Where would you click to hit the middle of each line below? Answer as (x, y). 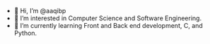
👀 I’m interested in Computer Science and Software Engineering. (108, 18)
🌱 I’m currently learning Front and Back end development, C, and (108, 25)
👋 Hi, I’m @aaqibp (40, 11)
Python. (25, 33)
